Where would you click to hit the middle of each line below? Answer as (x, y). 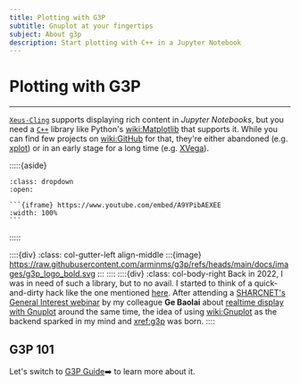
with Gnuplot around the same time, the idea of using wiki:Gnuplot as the (143, 312)
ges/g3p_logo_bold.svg (52, 274)
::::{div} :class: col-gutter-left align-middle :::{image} (106, 255)
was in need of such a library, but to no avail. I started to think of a (131, 283)
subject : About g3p (46, 34)
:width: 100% (33, 213)
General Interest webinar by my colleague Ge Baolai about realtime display (146, 302)
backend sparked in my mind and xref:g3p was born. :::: (112, 322)
